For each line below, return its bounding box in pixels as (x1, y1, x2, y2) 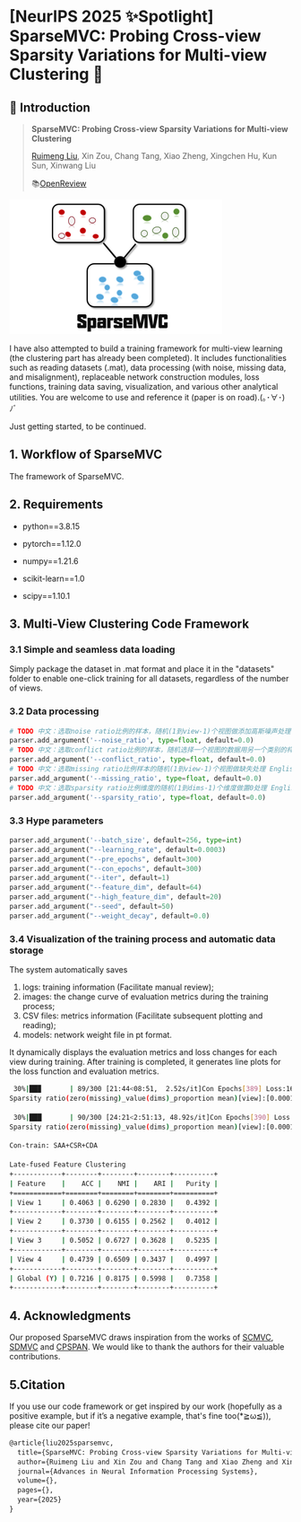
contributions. (9, 1351, 61, 1362)
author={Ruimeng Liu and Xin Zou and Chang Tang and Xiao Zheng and (17, 1457, 279, 1466)
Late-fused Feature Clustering (9, 1160, 126, 1169)
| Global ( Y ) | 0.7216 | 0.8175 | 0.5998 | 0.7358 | (9, 1273, 219, 1283)
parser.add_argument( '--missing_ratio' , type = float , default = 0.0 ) (9, 774, 262, 783)
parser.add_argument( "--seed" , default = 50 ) (9, 902, 175, 911)
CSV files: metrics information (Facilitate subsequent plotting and (21, 1010, 263, 1021)
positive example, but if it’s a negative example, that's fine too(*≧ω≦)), (9, 1410, 271, 1421)
